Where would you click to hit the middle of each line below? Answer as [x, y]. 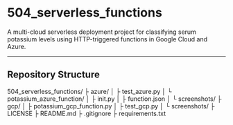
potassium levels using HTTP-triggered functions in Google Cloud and [107, 39]
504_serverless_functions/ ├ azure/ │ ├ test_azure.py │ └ [89, 91]
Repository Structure [54, 75]
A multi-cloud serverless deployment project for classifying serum [102, 32]
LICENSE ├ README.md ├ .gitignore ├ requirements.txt [87, 113]
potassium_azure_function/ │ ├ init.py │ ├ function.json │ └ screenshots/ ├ [114, 99]
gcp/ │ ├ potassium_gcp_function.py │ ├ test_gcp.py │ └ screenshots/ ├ [111, 106]
